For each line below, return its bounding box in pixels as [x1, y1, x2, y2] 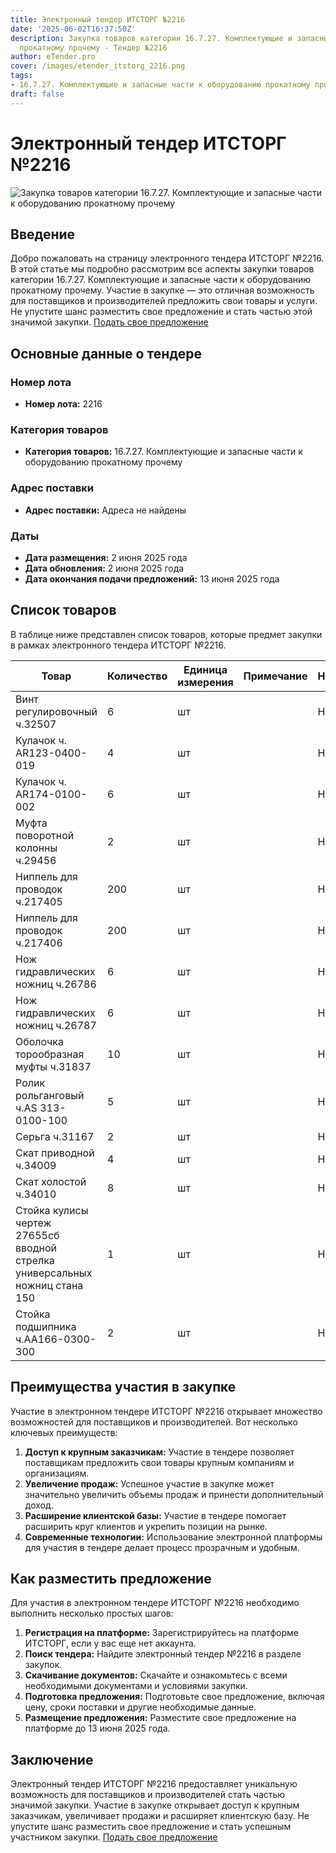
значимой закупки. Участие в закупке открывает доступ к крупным [10, 1799, 300, 1811]
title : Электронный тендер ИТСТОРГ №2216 [10, 14, 186, 25]
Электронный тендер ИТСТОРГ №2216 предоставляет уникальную [10, 1778, 298, 1790]
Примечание [243, 669, 308, 683]
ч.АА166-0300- [15, 1332, 97, 1346]
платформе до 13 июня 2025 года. [24, 1722, 171, 1735]
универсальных [15, 1266, 93, 1280]
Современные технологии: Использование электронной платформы [24, 1531, 323, 1543]
